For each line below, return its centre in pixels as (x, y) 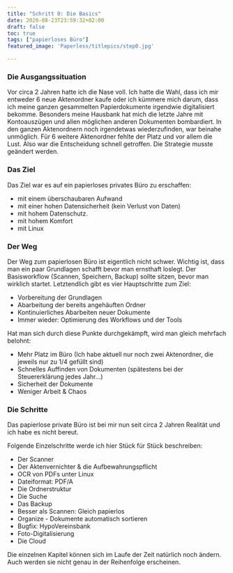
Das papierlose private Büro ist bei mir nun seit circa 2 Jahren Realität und (114, 425)
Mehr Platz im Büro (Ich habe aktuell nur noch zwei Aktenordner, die (115, 354)
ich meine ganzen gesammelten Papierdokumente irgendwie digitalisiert (111, 107)
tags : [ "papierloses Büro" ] (48, 40)
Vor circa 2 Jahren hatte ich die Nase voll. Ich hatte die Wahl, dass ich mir (113, 92)
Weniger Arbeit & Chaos (52, 391)
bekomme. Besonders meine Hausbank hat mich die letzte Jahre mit (105, 114)
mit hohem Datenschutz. (53, 213)
